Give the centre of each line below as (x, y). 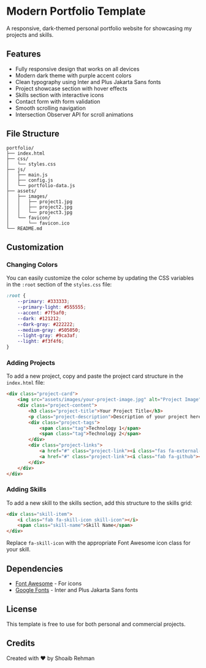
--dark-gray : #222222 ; (46, 324)
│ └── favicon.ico (38, 223)
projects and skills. (30, 34)
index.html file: (25, 383)
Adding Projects (31, 363)
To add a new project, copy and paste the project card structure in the (95, 376)
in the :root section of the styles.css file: (59, 285)
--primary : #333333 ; (44, 302)
